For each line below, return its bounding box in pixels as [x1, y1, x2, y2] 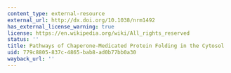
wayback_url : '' [7, 56, 55, 63]
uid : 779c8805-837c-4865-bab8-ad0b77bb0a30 [7, 49, 137, 56]
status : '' [7, 36, 39, 43]
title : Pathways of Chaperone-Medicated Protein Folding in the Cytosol [7, 42, 225, 49]
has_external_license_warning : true [7, 23, 114, 30]
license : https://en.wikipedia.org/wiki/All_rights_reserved [7, 29, 190, 37]
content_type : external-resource [7, 10, 105, 17]
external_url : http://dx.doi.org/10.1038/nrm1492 [7, 17, 156, 24]
